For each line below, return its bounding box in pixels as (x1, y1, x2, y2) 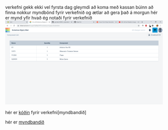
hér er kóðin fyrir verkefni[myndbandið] (5, 110, 86, 116)
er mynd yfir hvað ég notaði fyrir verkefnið (5, 15, 92, 20)
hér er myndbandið (5, 119, 44, 125)
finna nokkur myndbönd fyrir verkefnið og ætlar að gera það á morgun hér (5, 9, 158, 15)
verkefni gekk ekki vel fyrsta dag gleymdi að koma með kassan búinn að (5, 4, 153, 10)
